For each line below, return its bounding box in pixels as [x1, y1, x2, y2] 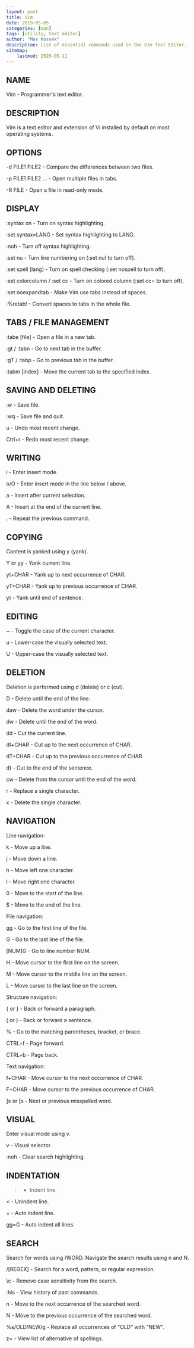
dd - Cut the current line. [6, 729, 67, 736]
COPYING [6, 532, 43, 542]
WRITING [6, 453, 42, 463]
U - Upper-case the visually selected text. [6, 650, 109, 657]
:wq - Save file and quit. [6, 412, 65, 420]
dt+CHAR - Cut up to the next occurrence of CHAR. [6, 741, 132, 748]
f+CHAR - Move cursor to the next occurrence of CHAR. [6, 1074, 144, 1081]
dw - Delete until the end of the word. [6, 718, 98, 725]
